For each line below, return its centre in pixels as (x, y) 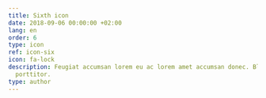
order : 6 (23, 38)
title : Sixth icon (38, 15)
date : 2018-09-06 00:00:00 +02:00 (65, 23)
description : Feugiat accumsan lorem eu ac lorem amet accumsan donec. (129, 67)
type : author (30, 81)
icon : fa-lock (32, 60)
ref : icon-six (32, 52)
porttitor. (33, 74)
